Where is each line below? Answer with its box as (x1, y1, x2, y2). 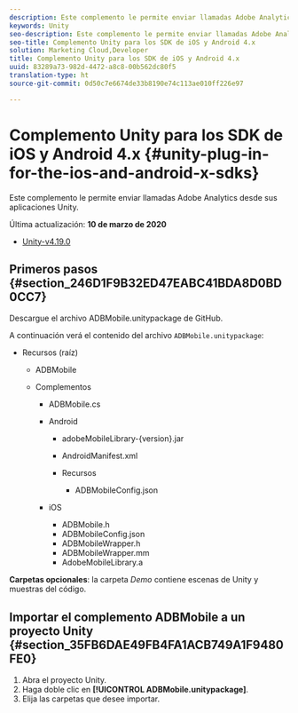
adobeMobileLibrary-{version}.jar (61, 433, 184, 444)
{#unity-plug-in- (144, 144, 270, 164)
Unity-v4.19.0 (21, 236, 71, 247)
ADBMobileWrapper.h (61, 538, 141, 549)
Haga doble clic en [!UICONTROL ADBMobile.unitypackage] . (21, 685, 248, 695)
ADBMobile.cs (48, 399, 101, 409)
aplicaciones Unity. (9, 202, 79, 212)
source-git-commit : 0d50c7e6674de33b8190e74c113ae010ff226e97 (9, 79, 244, 88)
